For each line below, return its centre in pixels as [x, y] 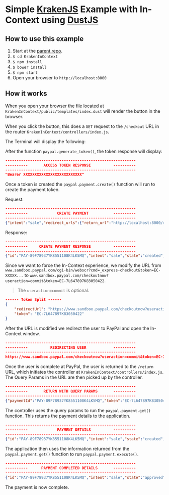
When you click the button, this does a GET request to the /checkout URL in [82, 126]
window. [31, 333]
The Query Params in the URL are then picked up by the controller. [74, 377]
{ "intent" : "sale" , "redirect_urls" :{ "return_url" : [58, 223]
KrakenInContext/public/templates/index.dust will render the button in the [83, 111]
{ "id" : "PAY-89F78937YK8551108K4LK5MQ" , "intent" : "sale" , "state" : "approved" [85, 477]
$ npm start [25, 73]
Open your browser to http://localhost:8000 [60, 78]
